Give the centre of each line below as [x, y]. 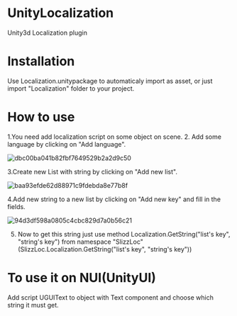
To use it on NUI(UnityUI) [82, 278]
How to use [41, 117]
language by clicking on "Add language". [67, 144]
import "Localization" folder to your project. [71, 88]
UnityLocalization [61, 13]
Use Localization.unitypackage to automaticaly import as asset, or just [110, 81]
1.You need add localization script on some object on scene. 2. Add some [115, 137]
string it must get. [33, 305]
